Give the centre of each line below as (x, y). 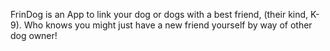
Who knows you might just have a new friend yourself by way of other (168, 25)
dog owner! (34, 35)
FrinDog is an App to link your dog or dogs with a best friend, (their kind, (159, 14)
